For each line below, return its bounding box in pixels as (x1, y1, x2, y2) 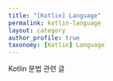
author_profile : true (8, 33, 80, 42)
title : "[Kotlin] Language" (8, 11, 102, 20)
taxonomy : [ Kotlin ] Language (8, 41, 105, 49)
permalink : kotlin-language (8, 19, 102, 27)
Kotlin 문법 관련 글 (8, 64, 65, 74)
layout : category (8, 26, 66, 34)
